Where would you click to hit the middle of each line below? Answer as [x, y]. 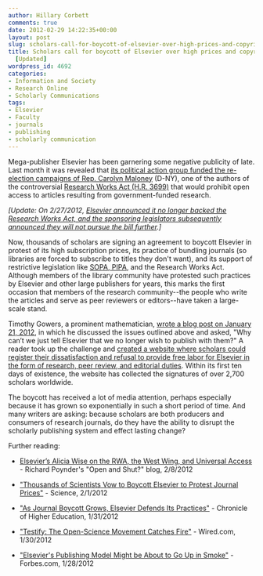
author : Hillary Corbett [49, 15]
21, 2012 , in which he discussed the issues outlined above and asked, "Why [130, 332]
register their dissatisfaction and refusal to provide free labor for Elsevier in [129, 357]
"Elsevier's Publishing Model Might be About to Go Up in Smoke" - [126, 555]
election [21, 178]
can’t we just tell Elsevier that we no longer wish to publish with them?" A [126, 340]
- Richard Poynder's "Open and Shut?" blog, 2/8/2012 [106, 469]
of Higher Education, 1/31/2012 [69, 516]
